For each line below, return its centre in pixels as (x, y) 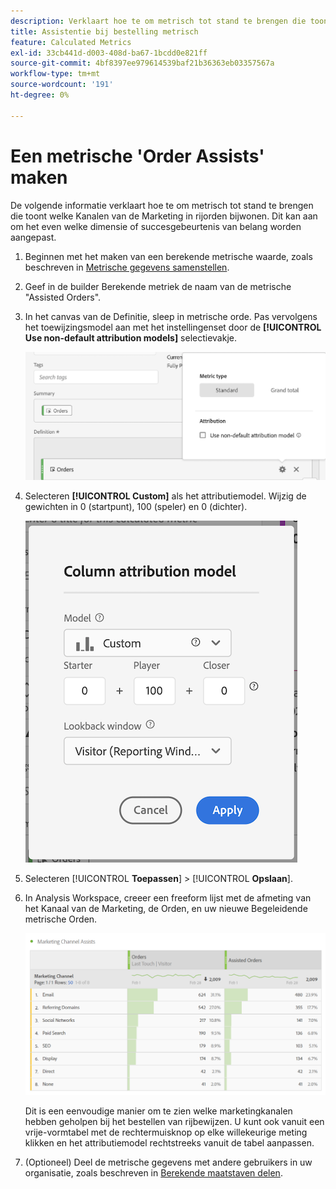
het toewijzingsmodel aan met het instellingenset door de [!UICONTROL (173, 327)
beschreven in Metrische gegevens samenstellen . (127, 267)
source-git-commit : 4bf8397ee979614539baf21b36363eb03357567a (142, 63)
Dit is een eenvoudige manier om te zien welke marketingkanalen (158, 1111)
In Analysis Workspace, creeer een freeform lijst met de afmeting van (168, 898)
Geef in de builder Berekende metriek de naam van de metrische (158, 286)
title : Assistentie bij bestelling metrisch (104, 31)
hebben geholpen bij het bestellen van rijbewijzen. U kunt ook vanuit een (174, 1121)
